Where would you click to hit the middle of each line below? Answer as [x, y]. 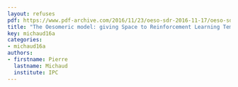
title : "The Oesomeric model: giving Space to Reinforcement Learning [114, 27]
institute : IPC [36, 72]
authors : [20, 53]
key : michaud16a [31, 33]
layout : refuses [31, 14]
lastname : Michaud [41, 66]
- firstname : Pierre [38, 60]
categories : [25, 40]
